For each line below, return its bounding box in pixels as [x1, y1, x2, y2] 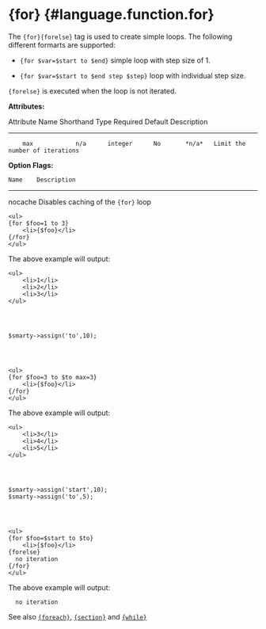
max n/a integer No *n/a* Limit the [22, 139, 246, 147]
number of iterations [8, 147, 80, 154]
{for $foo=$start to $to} [8, 534, 93, 542]
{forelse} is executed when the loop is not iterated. [8, 86, 177, 96]
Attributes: [8, 101, 45, 111]
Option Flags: [8, 160, 54, 170]
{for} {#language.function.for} [8, 6, 215, 24]
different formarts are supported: [8, 40, 116, 49]
